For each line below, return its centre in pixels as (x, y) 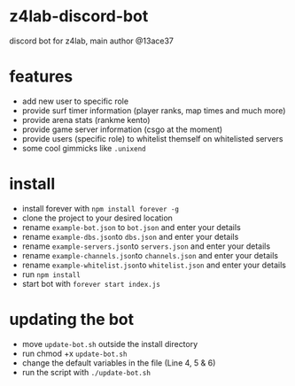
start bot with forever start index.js (91, 283)
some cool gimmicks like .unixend (84, 148)
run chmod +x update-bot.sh (74, 353)
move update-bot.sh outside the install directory (110, 344)
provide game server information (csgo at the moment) (122, 129)
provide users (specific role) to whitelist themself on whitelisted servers (152, 138)
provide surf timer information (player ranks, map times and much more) (154, 110)
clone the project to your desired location (97, 218)
